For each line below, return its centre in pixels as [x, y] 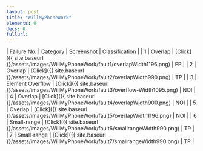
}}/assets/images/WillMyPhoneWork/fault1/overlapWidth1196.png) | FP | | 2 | [101, 65]
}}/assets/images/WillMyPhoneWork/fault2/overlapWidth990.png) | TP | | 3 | [101, 77]
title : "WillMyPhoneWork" [39, 18]
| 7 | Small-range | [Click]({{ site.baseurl [56, 135]
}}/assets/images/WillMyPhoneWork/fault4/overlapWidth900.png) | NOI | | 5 [101, 103]
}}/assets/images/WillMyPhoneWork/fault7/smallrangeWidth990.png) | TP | [100, 141]
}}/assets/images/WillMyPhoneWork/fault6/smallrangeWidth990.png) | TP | [101, 129]
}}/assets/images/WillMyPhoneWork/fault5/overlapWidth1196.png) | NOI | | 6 [101, 116]
